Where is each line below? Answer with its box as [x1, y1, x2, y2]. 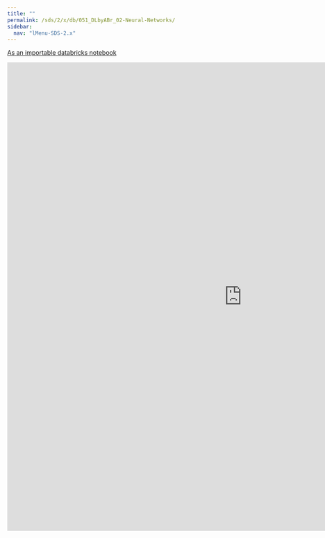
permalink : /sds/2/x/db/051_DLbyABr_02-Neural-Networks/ [7, 17, 176, 24]
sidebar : [7, 23, 33, 30]
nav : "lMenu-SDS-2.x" [13, 29, 76, 37]
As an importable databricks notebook [7, 49, 117, 57]
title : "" [7, 10, 36, 17]
